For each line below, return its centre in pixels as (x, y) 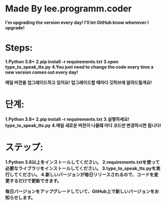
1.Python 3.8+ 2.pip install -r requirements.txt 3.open (62, 61)
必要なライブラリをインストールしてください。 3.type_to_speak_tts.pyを (81, 168)
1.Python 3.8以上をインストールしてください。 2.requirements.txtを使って (83, 162)
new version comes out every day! (42, 72)
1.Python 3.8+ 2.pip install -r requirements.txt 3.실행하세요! (67, 119)
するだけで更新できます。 (35, 181)
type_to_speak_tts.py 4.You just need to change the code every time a (79, 67)
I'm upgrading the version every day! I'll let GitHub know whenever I (77, 22)
